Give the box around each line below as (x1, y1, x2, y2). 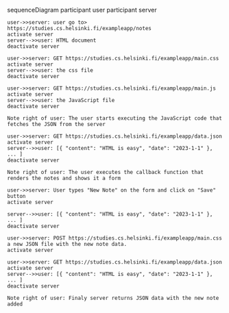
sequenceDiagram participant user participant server (7, 6, 157, 14)
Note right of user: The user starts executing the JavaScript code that (7, 115, 223, 122)
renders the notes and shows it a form (7, 175, 121, 181)
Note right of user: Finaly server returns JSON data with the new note (7, 295, 219, 301)
